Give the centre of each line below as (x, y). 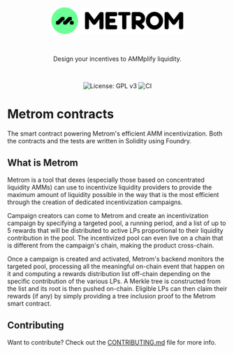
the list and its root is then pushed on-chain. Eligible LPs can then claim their (117, 288)
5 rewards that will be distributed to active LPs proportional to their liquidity (115, 230)
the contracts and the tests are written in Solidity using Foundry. (100, 141)
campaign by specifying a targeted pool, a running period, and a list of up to (117, 223)
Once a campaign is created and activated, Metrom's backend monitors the (116, 259)
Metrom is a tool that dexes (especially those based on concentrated (106, 180)
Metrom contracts (60, 114)
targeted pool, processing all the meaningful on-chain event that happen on (116, 266)
